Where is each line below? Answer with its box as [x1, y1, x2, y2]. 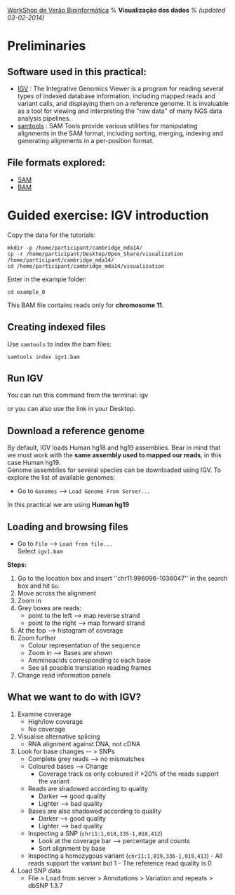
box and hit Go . [17, 581, 60, 590]
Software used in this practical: [7, 66, 147, 78]
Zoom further [17, 634, 56, 642]
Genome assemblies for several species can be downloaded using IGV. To [7, 466, 222, 474]
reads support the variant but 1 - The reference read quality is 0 [27, 859, 212, 867]
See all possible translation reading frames [27, 664, 152, 672]
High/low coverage [27, 717, 83, 725]
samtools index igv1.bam [7, 354, 80, 361]
